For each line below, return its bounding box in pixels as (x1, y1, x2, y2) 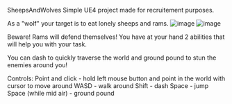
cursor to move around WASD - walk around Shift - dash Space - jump (7, 82, 209, 89)
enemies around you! (7, 61, 68, 69)
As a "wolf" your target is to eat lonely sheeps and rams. (7, 19, 169, 27)
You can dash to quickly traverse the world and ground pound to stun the (7, 53, 217, 62)
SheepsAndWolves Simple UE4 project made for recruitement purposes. (7, 6, 215, 14)
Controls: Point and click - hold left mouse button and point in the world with (7, 74, 226, 83)
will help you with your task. (7, 40, 87, 48)
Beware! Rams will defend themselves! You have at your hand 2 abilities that (7, 33, 225, 41)
